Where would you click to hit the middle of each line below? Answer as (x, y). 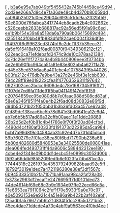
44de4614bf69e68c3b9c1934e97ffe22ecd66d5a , (56, 185)
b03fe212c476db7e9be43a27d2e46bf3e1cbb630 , (56, 75)
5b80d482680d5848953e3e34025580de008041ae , (59, 143)
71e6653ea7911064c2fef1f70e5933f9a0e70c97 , (54, 190)
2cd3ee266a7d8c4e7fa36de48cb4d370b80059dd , (58, 12)
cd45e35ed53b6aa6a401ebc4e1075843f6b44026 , (57, 70)
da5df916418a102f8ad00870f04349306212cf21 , (55, 49)
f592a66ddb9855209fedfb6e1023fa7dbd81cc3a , (55, 159)
